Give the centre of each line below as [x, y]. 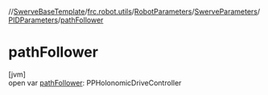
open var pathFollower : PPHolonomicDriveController [95, 82]
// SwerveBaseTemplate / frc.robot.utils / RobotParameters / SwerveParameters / [134, 12]
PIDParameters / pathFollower [56, 20]
